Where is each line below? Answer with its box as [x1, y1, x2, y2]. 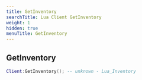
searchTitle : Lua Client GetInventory [6, 14, 102, 20]
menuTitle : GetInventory [6, 31, 67, 37]
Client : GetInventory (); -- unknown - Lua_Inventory [6, 68, 136, 74]
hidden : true [6, 25, 38, 31]
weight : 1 [6, 20, 31, 25]
